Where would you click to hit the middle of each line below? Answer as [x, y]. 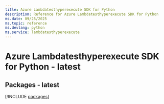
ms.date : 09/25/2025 [26, 19]
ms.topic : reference [26, 23]
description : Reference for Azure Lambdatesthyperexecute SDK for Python [82, 14]
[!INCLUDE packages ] [27, 96]
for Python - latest [43, 67]
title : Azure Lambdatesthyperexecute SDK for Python [60, 10]
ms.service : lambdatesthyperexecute [42, 32]
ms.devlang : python [25, 28]
